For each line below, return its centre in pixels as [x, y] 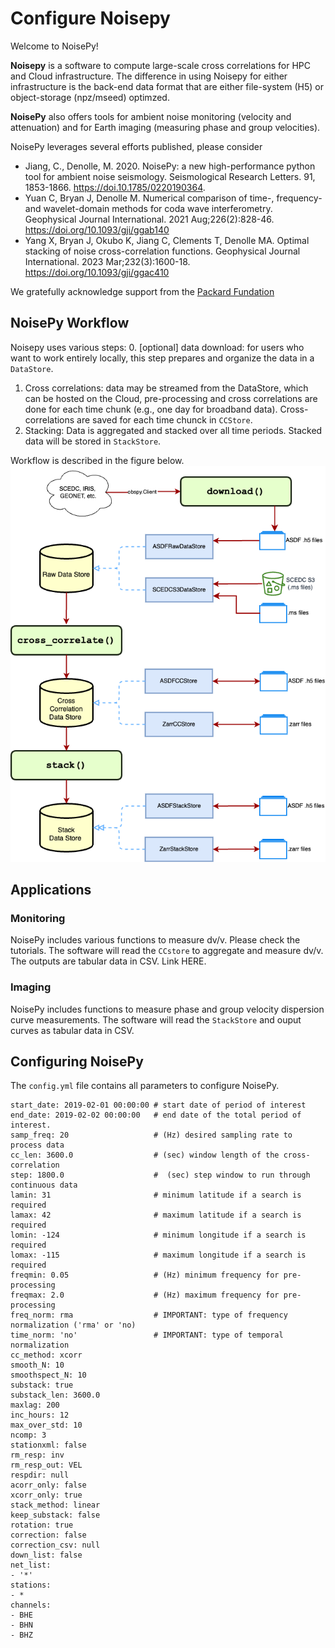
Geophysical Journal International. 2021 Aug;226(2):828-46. [149, 219]
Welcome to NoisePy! [54, 46]
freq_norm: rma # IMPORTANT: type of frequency [149, 1315]
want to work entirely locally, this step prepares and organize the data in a [162, 358]
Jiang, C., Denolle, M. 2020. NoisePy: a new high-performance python [170, 166]
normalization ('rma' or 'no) [73, 1325]
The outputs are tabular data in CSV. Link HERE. [108, 961]
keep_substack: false [55, 1515]
